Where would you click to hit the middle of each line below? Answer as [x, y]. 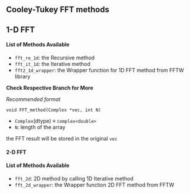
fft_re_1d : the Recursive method [55, 58]
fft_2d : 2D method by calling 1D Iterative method [74, 178]
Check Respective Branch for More [50, 88]
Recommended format [33, 99]
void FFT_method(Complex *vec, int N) [54, 110]
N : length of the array [40, 127]
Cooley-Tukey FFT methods [58, 10]
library [22, 76]
